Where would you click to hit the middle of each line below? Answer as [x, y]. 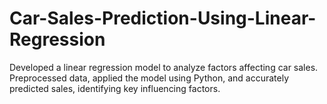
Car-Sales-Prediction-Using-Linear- [163, 18]
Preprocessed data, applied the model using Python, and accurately [149, 78]
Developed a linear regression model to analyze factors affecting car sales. [164, 67]
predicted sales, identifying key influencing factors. [115, 88]
